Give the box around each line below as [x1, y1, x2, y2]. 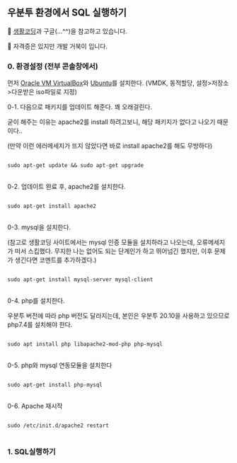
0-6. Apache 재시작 [7, 402, 63, 411]
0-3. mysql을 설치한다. [7, 223, 71, 232]
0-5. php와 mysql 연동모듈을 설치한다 [7, 361, 112, 370]
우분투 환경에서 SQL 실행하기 [7, 6, 127, 19]
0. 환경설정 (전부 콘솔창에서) [7, 61, 99, 71]
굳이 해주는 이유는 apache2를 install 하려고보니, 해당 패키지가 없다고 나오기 [7, 118, 216, 126]
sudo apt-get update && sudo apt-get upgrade [7, 162, 144, 169]
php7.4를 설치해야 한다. [7, 321, 73, 329]
